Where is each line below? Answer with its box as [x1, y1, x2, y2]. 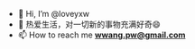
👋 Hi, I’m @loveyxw [17, 9, 90, 19]
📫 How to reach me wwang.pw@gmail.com [17, 29, 186, 40]
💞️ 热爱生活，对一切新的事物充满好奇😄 [17, 19, 161, 29]
